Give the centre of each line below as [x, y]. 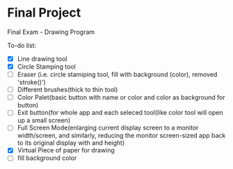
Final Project [44, 13]
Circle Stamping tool [47, 66]
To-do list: [22, 45]
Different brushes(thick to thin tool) [67, 90]
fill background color [47, 158]
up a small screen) [44, 121]
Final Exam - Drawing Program [51, 32]
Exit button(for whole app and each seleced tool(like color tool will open [120, 113]
